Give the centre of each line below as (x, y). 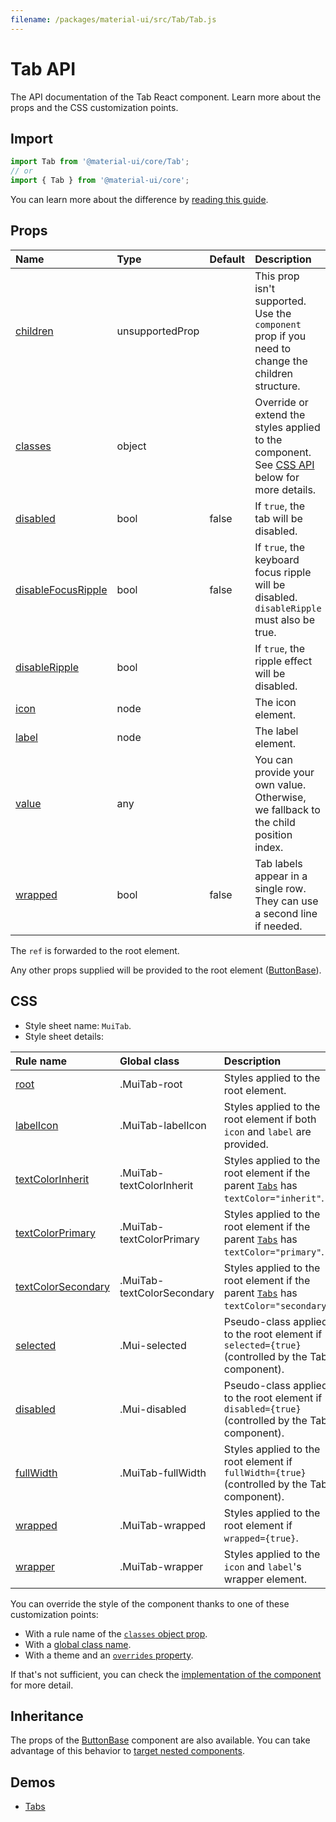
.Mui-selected (153, 1345)
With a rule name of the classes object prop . (116, 1633)
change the (281, 361)
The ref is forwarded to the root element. (95, 950)
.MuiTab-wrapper (161, 1566)
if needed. (278, 926)
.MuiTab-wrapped (163, 1525)
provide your (284, 772)
